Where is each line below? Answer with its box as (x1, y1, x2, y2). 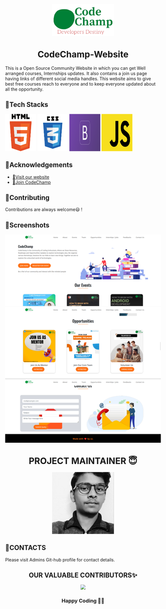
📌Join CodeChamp (12, 179, 51, 185)
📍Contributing (5, 193, 50, 202)
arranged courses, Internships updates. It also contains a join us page (5, 70, 147, 76)
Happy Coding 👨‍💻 (61, 597, 105, 604)
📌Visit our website (12, 174, 49, 180)
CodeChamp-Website (37, 49, 129, 60)
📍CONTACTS (5, 544, 46, 552)
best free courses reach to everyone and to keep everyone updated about (5, 81, 156, 87)
